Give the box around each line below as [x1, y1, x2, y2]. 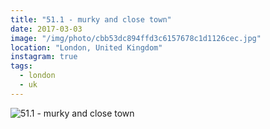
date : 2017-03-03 [10, 24, 83, 34]
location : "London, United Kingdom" [10, 42, 163, 53]
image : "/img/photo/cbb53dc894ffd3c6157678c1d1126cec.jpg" [10, 33, 262, 43]
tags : [10, 61, 33, 71]
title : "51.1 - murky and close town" [10, 14, 172, 25]
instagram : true [10, 52, 78, 62]
